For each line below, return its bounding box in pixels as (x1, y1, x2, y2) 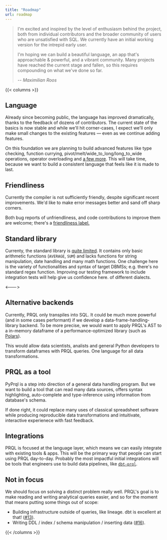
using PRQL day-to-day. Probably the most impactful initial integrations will (5, 455, 159, 461)
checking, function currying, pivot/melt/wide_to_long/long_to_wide (5, 150, 142, 156)
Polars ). (5, 333, 21, 339)
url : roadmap (5, 12, 32, 17)
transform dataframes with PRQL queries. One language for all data (5, 348, 144, 354)
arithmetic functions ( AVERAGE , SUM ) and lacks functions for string (5, 253, 137, 259)
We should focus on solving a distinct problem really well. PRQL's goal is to (5, 488, 159, 495)
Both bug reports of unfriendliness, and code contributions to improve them (5, 214, 161, 220)
